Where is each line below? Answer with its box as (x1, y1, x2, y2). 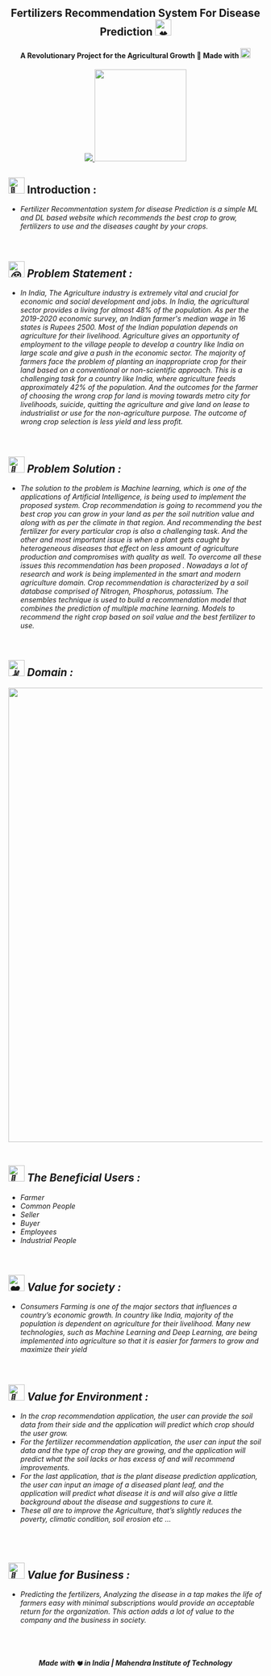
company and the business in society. (19, 1615, 147, 1625)
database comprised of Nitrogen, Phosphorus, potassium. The (19, 586, 229, 596)
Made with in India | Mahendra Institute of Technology (38, 1657, 233, 1667)
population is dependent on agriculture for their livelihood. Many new (19, 1319, 251, 1329)
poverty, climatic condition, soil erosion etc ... (19, 1514, 172, 1524)
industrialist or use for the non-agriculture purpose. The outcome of (19, 408, 247, 418)
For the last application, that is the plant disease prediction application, (19, 1472, 258, 1481)
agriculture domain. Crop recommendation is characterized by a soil (19, 578, 248, 588)
